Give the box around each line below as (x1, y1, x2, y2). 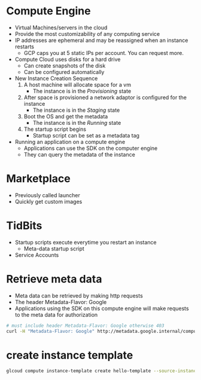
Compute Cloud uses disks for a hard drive (14, 56, 121, 63)
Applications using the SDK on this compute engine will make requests (14, 305, 190, 312)
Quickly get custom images (14, 198, 83, 205)
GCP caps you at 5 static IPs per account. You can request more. (23, 49, 184, 56)
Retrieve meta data (6, 272, 102, 286)
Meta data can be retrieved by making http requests (14, 292, 144, 299)
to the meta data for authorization (14, 311, 98, 318)
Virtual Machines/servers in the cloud (14, 24, 108, 31)
